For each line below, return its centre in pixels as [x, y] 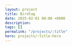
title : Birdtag [20, 14]
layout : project [21, 9]
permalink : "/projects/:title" [36, 32]
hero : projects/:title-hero [33, 36]
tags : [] [14, 27]
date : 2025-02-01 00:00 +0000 [35, 18]
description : [18, 23]
